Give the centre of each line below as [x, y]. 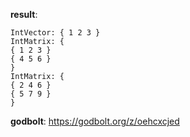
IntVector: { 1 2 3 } [55, 33]
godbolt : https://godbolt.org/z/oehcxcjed [95, 121]
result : [24, 14]
